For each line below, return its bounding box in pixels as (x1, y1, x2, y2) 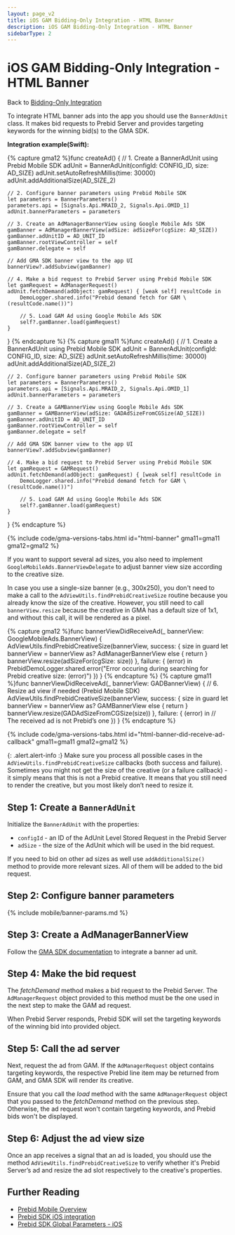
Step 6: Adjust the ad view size (7, 1133, 145, 1144)
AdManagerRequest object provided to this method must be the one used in (7, 994, 220, 1002)
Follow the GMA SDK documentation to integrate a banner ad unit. (7, 947, 199, 956)
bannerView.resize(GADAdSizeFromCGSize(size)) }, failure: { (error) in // (7, 709, 216, 718)
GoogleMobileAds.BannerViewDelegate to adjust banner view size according (7, 563, 222, 571)
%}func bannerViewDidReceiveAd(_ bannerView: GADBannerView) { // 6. (7, 679, 219, 688)
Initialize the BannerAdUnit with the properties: (7, 820, 140, 828)
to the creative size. (7, 570, 65, 579)
